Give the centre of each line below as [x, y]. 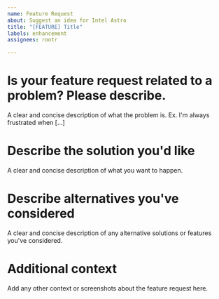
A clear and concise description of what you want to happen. [95, 170]
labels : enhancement [37, 33]
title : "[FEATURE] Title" [45, 27]
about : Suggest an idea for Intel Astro [67, 20]
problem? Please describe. [87, 96]
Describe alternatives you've [93, 199]
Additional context [62, 269]
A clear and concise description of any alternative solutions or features [109, 233]
